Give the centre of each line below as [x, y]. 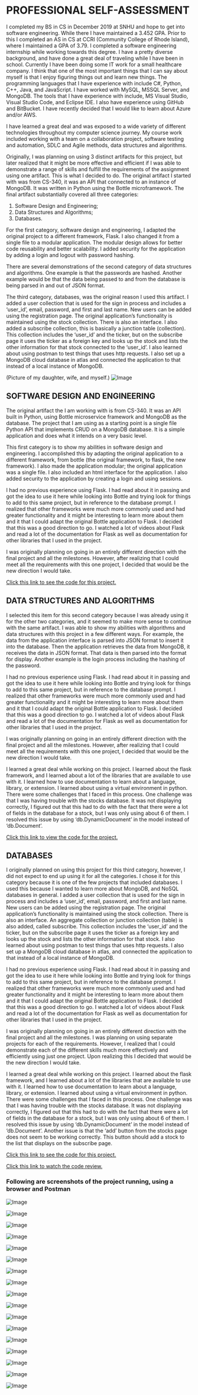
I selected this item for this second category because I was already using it [97, 615]
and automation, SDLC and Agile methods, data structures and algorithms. [97, 145]
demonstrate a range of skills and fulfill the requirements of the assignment [98, 169]
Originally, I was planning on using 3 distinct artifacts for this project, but [95, 156]
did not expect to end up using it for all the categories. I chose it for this [93, 876]
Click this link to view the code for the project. [62, 837]
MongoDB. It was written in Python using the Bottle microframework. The [95, 188]
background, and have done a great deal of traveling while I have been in [95, 58]
